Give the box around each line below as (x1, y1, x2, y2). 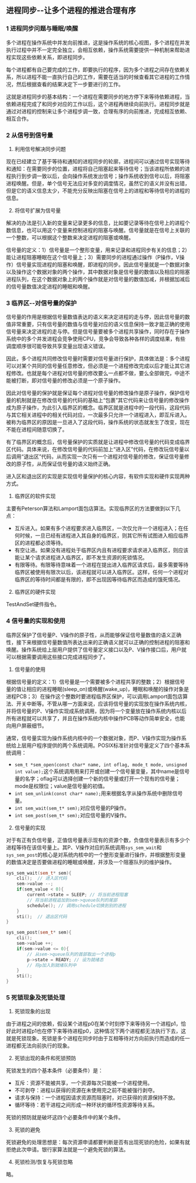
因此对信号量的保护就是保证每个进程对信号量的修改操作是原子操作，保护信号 (6, 390, 190, 397)
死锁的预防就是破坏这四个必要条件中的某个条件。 (6, 1114, 124, 1121)
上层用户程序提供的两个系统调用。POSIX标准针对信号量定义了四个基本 (16, 742, 185, 749)
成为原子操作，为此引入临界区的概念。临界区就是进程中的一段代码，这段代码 (6, 404, 190, 411)
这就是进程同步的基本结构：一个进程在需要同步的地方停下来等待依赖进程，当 (6, 93, 190, 100)
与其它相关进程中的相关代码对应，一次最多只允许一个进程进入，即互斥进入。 (6, 411, 190, 418)
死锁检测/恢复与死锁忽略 (14, 1158, 73, 1165)
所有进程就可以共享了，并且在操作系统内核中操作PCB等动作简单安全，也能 (6, 714, 185, 721)
